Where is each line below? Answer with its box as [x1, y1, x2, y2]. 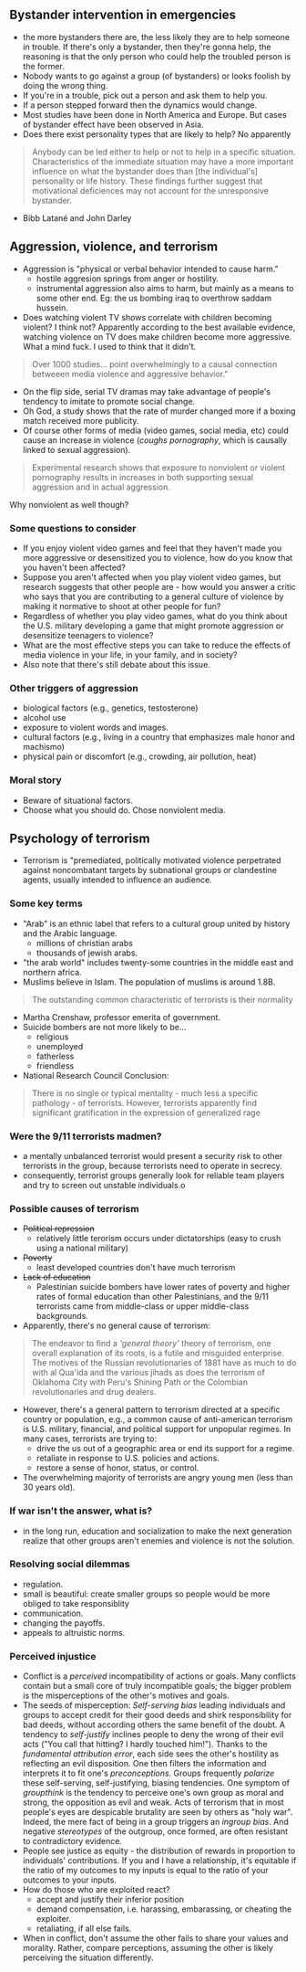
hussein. [36, 301, 68, 313]
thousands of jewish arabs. [36, 947, 138, 958]
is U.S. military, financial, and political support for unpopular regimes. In [22, 1424, 291, 1435]
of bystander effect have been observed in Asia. [22, 119, 204, 130]
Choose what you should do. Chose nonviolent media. [22, 804, 226, 816]
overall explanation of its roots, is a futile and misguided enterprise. [31, 1347, 284, 1359]
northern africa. [22, 966, 82, 977]
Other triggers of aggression [9, 681, 138, 694]
